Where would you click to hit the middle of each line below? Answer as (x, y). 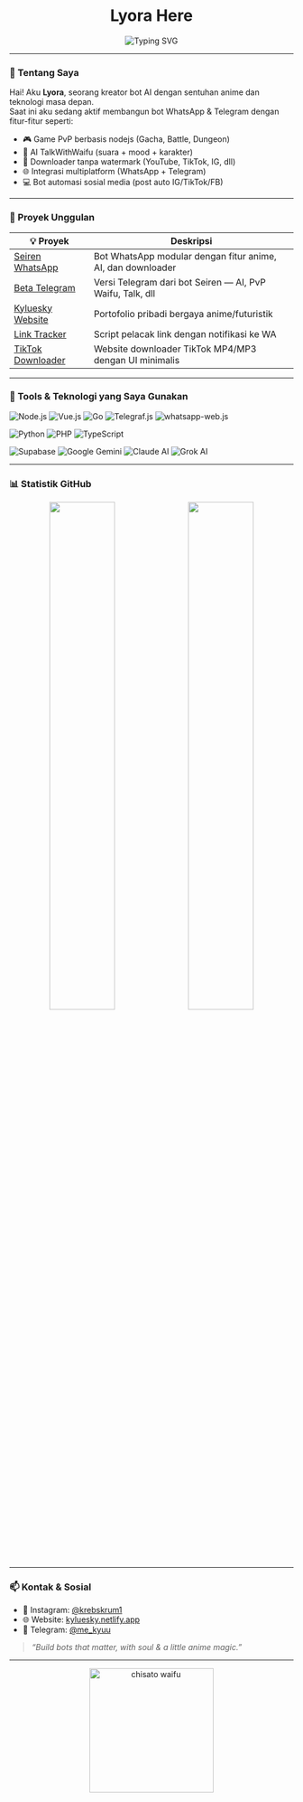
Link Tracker (40, 333)
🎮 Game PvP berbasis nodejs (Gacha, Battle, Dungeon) (126, 139)
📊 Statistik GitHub (50, 483)
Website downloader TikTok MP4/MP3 (175, 349)
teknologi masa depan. (52, 102)
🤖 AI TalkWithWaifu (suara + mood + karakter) (108, 152)
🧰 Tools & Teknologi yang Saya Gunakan (99, 397)
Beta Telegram (45, 287)
